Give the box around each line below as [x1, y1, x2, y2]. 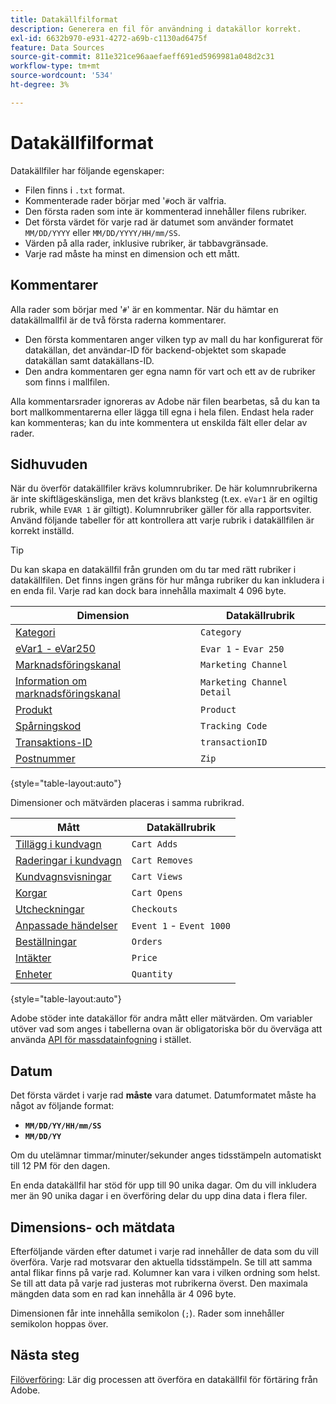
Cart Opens [131, 887, 183, 899]
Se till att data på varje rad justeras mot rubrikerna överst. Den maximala [10, 1277, 308, 1289]
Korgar [15, 886, 48, 900]
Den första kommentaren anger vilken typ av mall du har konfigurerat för [24, 333, 324, 345]
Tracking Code [200, 721, 268, 732]
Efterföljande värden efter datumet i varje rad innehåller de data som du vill [10, 1245, 319, 1257]
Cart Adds [131, 839, 178, 850]
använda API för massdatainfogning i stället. [10, 1034, 192, 1046]
